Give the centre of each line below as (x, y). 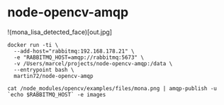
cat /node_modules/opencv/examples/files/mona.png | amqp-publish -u (112, 88)
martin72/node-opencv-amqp (54, 76)
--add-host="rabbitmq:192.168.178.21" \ (74, 51)
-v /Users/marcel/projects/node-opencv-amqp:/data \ (93, 63)
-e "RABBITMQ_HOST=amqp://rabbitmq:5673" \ (79, 57)
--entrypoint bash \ (44, 70)
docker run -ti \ (33, 45)
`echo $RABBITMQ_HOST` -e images (57, 94)
